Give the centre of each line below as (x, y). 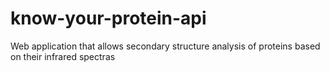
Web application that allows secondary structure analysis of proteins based (165, 46)
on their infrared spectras (63, 56)
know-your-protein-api (108, 18)
